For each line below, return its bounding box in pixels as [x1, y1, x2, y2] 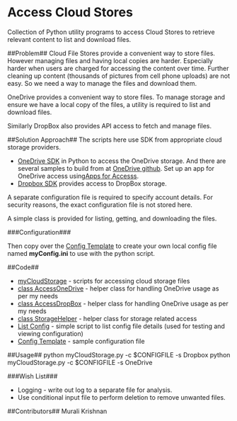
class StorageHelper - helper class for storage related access [17, 314, 197, 322]
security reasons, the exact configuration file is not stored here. [7, 200, 193, 209]
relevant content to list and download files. [7, 35, 132, 43]
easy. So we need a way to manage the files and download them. [7, 79, 197, 87]
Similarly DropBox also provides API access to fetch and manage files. [7, 121, 212, 130]
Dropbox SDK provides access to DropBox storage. [17, 179, 168, 188]
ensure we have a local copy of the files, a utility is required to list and [7, 100, 211, 108]
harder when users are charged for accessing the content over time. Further [7, 64, 229, 72]
